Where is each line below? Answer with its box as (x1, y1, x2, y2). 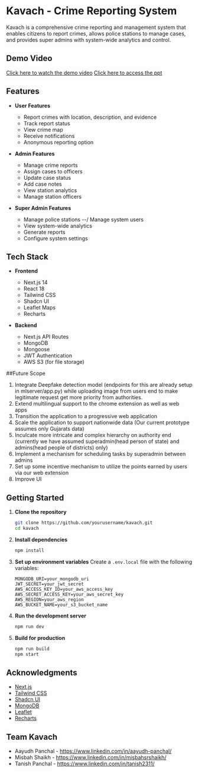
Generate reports (23, 228, 66, 235)
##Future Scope (6, 370, 46, 377)
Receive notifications (23, 132, 75, 140)
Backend (14, 322, 37, 329)
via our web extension (14, 469, 69, 477)
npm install (14, 547, 44, 554)
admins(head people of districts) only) (14, 444, 108, 451)
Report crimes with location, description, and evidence (23, 114, 157, 121)
